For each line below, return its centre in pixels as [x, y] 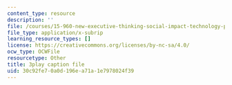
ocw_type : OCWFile [33, 52]
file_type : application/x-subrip [55, 33]
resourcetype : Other [37, 58]
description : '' [30, 20]
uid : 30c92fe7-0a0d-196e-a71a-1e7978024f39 [71, 71]
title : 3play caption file [46, 64]
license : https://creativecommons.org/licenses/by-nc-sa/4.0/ [98, 45]
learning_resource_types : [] [49, 39]
